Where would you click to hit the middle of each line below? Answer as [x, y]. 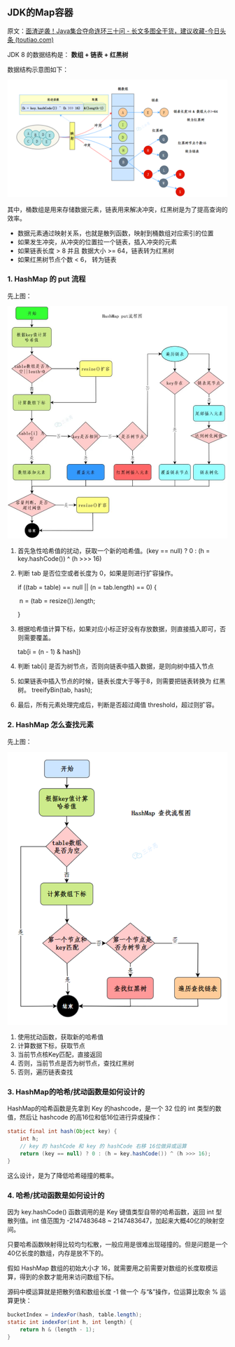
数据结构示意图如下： [38, 69]
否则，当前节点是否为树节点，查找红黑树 [76, 1063]
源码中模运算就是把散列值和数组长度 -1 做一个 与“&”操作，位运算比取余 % [113, 1292]
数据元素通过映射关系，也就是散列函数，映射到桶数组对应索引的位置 [115, 233]
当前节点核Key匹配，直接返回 [60, 1054]
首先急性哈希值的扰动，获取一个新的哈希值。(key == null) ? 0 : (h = [114, 551]
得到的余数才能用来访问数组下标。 [68, 1277]
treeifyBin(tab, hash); [62, 690]
